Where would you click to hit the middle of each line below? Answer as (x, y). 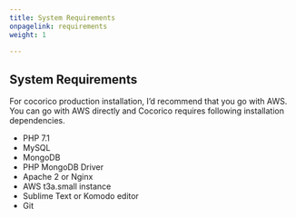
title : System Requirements (63, 18)
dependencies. (37, 121)
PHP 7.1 (36, 138)
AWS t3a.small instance (67, 186)
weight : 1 (28, 35)
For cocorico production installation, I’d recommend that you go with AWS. (148, 102)
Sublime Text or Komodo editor (80, 196)
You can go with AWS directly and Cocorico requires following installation (147, 111)
